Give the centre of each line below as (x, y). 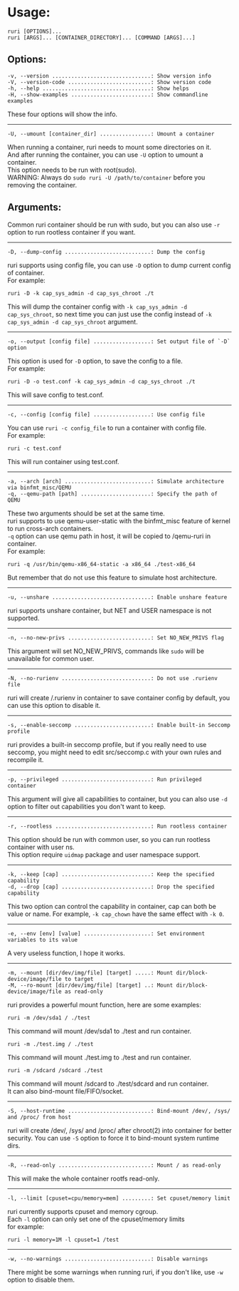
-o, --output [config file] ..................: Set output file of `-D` (119, 341)
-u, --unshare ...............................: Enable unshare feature (117, 597)
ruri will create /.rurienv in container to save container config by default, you (119, 698)
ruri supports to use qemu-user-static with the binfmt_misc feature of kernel (119, 520)
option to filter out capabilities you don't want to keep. (86, 806)
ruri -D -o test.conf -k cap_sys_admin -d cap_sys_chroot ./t (101, 381)
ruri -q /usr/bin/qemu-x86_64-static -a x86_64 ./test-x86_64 (101, 564)
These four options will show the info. (63, 114)
